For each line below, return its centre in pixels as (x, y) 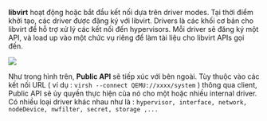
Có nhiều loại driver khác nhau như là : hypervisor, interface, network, (128, 102)
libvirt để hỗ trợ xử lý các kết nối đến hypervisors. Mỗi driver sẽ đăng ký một (133, 29)
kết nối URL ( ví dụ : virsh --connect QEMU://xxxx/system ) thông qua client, (133, 85)
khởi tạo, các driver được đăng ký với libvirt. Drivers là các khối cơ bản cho (131, 21)
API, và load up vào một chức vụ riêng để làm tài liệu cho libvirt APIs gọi (126, 37)
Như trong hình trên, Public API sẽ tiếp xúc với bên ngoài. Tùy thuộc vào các (134, 76)
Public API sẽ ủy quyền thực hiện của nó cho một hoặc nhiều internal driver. (133, 93)
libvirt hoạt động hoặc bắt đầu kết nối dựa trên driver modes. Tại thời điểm (131, 12)
